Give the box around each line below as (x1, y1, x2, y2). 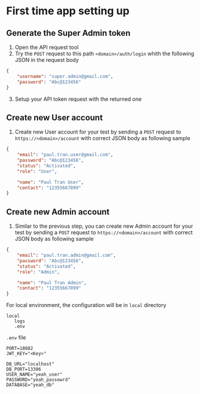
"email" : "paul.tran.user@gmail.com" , (17, 152, 113, 158)
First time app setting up (6, 4, 130, 18)
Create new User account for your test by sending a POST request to (14, 128, 181, 135)
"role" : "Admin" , (17, 269, 60, 275)
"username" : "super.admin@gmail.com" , (17, 73, 113, 79)
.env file (6, 334, 26, 341)
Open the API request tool (14, 44, 79, 51)
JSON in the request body (14, 57, 79, 63)
